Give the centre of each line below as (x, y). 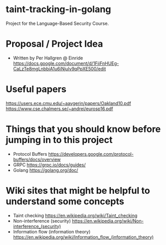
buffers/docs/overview (37, 159)
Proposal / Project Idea (54, 44)
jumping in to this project (59, 140)
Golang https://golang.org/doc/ (46, 170)
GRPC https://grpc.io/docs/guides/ (49, 165)
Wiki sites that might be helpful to (78, 190)
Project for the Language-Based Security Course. (57, 23)
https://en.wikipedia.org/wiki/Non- (108, 221)
